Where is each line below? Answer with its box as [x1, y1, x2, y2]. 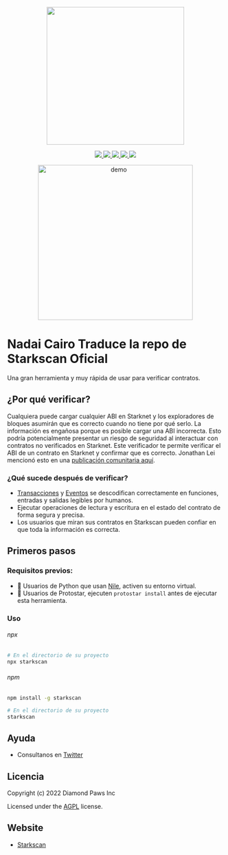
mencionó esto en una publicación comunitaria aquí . [7, 455, 156, 464]
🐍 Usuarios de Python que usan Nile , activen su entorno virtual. [16, 581, 197, 590]
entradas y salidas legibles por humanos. [16, 496, 134, 504]
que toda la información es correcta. [16, 526, 120, 534]
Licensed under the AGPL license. [7, 803, 103, 811]
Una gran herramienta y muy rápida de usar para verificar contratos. [7, 373, 201, 382]
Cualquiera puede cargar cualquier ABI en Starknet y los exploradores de [7, 412, 214, 420]
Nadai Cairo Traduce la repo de [7, 336, 187, 352]
